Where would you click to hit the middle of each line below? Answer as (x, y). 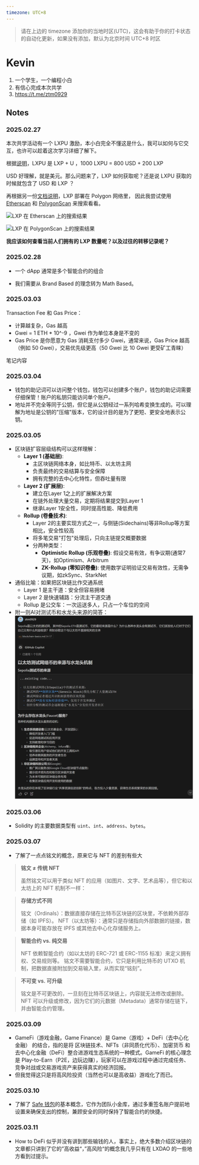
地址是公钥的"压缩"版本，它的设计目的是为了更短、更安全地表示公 (105, 412)
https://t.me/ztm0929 (41, 94)
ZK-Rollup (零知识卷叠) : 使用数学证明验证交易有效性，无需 (112, 568)
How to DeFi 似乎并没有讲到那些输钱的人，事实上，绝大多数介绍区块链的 (103, 1141)
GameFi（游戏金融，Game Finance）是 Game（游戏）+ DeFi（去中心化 (102, 1038)
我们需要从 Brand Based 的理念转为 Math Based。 (76, 283)
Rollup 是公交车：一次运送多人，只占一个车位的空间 (86, 605)
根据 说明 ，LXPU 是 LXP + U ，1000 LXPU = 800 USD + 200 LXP (85, 163)
